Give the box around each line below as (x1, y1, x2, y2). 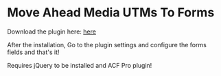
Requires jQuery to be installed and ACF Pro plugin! (7, 61, 152, 69)
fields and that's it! (7, 48, 60, 56)
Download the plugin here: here (7, 27, 96, 36)
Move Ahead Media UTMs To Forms (7, 5, 215, 21)
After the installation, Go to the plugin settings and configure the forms (7, 40, 207, 49)
